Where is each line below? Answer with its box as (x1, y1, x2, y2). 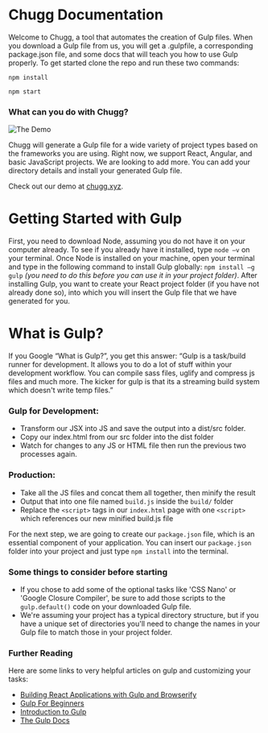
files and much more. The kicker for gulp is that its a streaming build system (8, 377, 260, 387)
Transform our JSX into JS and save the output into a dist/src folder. (19, 424, 246, 433)
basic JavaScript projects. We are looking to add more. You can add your (8, 157, 251, 167)
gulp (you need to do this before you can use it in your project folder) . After (8, 271, 258, 280)
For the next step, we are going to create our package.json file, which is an (8, 529, 255, 539)
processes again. (19, 449, 78, 459)
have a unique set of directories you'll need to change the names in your (19, 619, 261, 628)
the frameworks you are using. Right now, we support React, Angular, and (8, 149, 253, 159)
